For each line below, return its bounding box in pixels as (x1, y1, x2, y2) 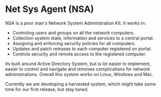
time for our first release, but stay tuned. (5, 86, 89, 92)
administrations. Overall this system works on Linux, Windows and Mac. (5, 71, 154, 77)
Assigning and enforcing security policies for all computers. (12, 40, 136, 46)
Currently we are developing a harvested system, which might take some (5, 81, 156, 87)
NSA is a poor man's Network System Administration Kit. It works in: (5, 20, 146, 26)
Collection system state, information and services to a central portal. (12, 35, 154, 41)
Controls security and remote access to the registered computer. (12, 51, 146, 57)
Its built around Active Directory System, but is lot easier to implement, (5, 60, 151, 66)
